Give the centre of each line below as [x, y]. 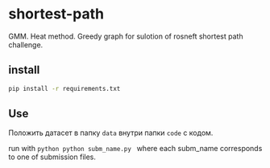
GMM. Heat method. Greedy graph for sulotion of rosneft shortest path [126, 36]
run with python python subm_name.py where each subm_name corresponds [135, 149]
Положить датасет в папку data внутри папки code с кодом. [111, 133]
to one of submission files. [52, 157]
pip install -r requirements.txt [64, 88]
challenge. [26, 44]
